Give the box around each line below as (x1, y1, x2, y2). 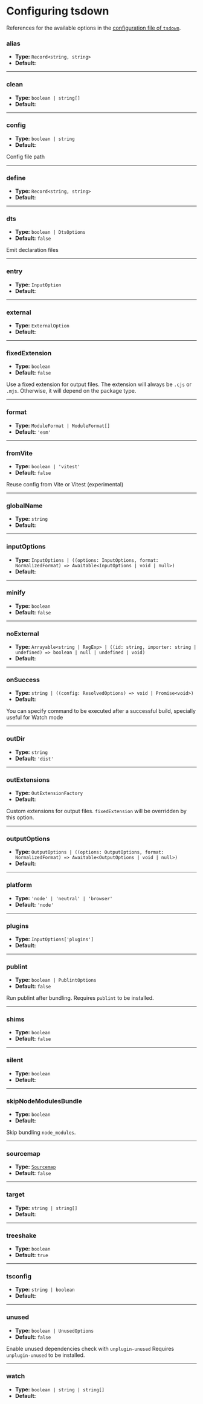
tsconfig (6, 1272, 32, 1280)
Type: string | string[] (14, 1204, 78, 1211)
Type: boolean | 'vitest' (14, 462, 80, 469)
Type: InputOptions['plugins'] (14, 935, 94, 942)
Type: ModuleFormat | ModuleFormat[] (14, 422, 111, 429)
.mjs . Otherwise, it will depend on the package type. (6, 387, 137, 394)
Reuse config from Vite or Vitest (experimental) (6, 480, 124, 488)
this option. (6, 814, 34, 821)
